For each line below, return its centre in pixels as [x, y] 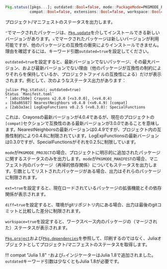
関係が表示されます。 [27, 194]
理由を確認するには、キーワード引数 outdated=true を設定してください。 [78, 51]
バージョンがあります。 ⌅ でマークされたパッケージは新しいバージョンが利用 [82, 39]
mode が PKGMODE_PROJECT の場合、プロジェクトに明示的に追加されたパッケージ [83, 152]
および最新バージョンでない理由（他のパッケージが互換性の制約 [87, 68]
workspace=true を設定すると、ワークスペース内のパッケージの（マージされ [81, 221]
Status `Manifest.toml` [30, 94]
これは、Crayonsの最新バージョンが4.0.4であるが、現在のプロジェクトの [80, 117]
